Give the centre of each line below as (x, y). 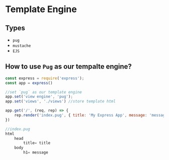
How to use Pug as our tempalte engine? (69, 67)
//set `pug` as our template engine (44, 92)
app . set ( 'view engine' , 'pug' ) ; (39, 97)
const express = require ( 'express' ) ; (45, 78)
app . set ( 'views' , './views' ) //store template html (60, 101)
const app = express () (29, 83)
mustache (22, 46)
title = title (37, 143)
